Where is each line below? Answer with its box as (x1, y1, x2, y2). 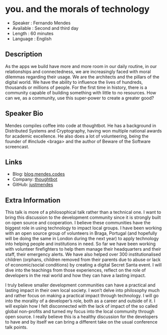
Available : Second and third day (12, 25, 79, 31)
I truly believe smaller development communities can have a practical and (5, 282, 156, 288)
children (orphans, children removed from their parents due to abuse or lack (5, 257, 161, 263)
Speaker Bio (5, 109, 44, 118)
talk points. (5, 324, 28, 331)
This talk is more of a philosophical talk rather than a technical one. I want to (5, 209, 162, 215)
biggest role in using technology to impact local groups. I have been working (5, 225, 162, 231)
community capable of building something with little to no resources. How (5, 89, 157, 95)
